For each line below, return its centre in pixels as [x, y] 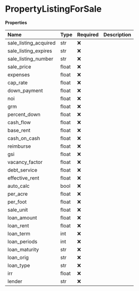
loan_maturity [23, 249]
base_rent [19, 130]
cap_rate [18, 83]
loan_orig [18, 257]
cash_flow [19, 122]
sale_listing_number [30, 59]
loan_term [19, 233]
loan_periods [23, 242]
